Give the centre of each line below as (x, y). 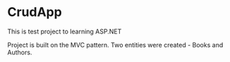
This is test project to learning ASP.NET (65, 31)
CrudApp (35, 12)
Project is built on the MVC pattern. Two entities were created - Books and (115, 45)
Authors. (20, 52)
